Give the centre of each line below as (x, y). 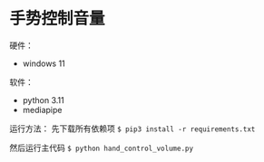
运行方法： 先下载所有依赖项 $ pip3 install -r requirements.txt (132, 129)
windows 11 (44, 63)
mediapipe (42, 110)
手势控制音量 (58, 19)
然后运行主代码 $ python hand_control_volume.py (101, 148)
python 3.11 (44, 100)
